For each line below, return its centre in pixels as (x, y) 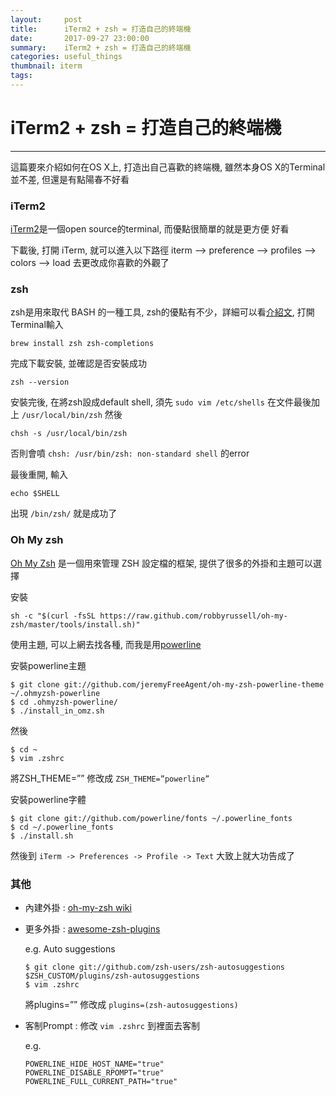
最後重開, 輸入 (39, 475)
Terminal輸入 (37, 325)
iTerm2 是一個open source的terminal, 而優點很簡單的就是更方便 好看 (150, 229)
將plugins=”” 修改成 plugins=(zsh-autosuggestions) (131, 1004)
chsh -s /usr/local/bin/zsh (69, 434)
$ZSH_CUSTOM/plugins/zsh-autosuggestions (112, 976)
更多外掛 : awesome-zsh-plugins (92, 929)
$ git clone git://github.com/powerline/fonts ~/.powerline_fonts (151, 818)
